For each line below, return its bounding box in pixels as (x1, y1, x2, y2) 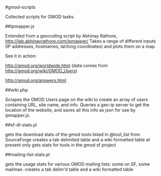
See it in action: (5, 53, 37, 59)
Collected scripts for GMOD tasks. (5, 14, 75, 19)
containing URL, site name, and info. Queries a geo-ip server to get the (5, 102, 150, 108)
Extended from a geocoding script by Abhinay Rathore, (5, 33, 117, 39)
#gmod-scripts (5, 4, 36, 10)
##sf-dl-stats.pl (5, 122, 37, 128)
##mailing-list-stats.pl (5, 152, 50, 157)
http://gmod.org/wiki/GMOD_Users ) (5, 68, 78, 74)
